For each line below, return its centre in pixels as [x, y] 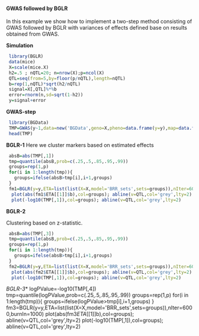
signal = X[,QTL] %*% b [33, 89]
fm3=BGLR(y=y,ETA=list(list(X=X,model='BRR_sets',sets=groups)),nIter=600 [99, 308]
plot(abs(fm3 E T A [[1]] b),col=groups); [90, 314]
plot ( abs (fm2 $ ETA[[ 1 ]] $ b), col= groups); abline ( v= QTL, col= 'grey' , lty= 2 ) [102, 272]
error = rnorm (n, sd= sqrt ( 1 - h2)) [46, 95]
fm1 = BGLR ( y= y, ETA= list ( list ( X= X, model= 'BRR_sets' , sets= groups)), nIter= [99, 189]
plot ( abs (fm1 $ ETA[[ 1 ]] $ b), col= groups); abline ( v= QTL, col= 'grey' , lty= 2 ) [102, 194]
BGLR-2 [16, 211]
